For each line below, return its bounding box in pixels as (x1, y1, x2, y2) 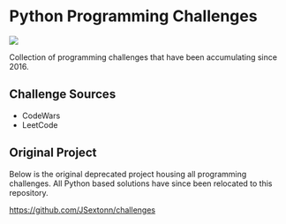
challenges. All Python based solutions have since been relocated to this (9, 178, 273, 189)
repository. (9, 187, 49, 198)
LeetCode (21, 119, 58, 130)
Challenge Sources (9, 86, 117, 102)
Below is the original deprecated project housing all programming (9, 168, 247, 179)
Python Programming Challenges (9, 6, 258, 26)
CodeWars (21, 110, 61, 121)
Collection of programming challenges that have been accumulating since (9, 51, 278, 63)
